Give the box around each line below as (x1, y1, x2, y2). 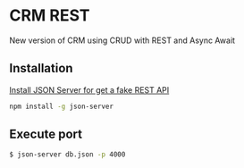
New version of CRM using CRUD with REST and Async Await (9, 35, 235, 46)
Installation (9, 61, 73, 76)
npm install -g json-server (9, 102, 114, 111)
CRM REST (9, 5, 91, 26)
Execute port (9, 127, 83, 142)
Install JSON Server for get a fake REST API (9, 84, 170, 95)
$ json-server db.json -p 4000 (9, 150, 126, 159)
